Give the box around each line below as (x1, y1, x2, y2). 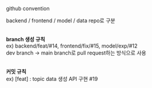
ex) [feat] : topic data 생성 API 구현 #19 (6, 76, 98, 82)
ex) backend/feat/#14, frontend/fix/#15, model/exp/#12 (6, 42, 138, 49)
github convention (6, 5, 50, 12)
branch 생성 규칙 (6, 36, 46, 43)
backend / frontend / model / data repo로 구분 (6, 17, 116, 24)
